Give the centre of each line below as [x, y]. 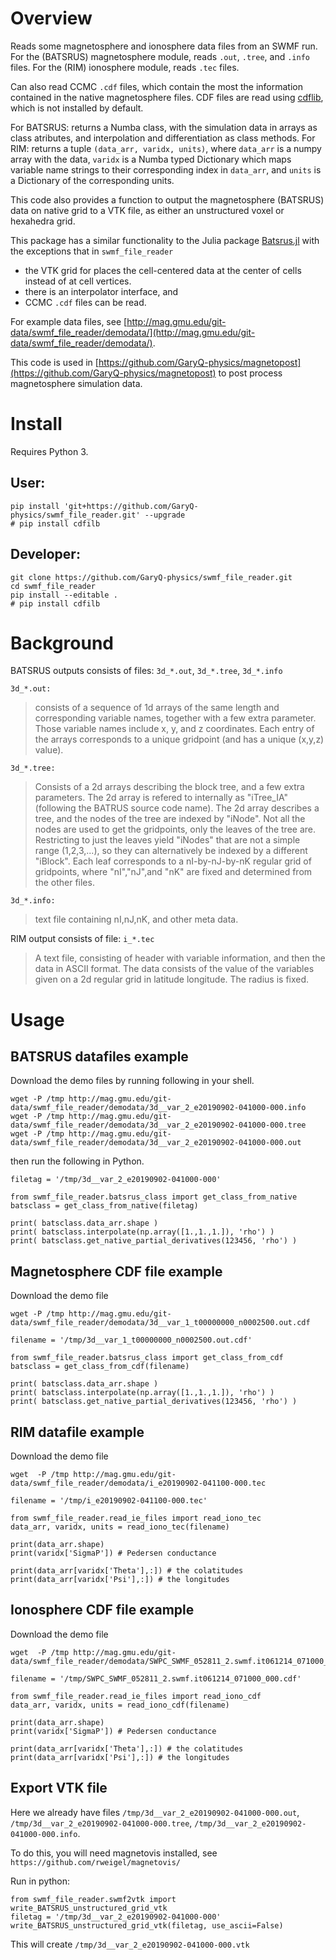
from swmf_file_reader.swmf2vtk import [93, 1899]
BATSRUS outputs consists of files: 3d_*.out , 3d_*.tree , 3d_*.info [146, 671]
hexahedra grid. [43, 221]
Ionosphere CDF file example [102, 1610]
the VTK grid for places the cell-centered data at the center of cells [163, 270]
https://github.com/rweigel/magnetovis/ [96, 1862]
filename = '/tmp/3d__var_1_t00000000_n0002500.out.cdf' [131, 1340]
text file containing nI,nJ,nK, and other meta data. [136, 919]
